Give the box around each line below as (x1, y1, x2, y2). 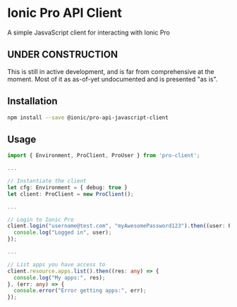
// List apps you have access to (7, 261, 106, 268)
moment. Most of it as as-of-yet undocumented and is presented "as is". (7, 75, 218, 83)
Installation (7, 95, 58, 107)
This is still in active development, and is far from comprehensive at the (7, 67, 214, 75)
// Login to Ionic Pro (7, 216, 74, 223)
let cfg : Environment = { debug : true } (7, 184, 128, 191)
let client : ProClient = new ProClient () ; (7, 190, 134, 198)
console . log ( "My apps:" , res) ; (13, 274, 106, 281)
